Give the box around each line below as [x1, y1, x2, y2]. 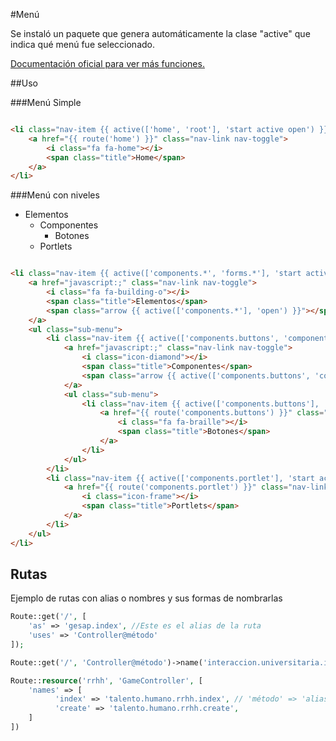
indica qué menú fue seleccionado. [10, 39, 155, 50]
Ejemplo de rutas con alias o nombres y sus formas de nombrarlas [10, 592, 283, 604]
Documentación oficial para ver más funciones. [10, 58, 205, 69]
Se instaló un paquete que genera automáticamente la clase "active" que [10, 28, 311, 39]
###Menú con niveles [10, 189, 100, 201]
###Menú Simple [10, 97, 82, 108]
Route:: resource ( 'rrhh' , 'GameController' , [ [10, 675, 203, 686]
